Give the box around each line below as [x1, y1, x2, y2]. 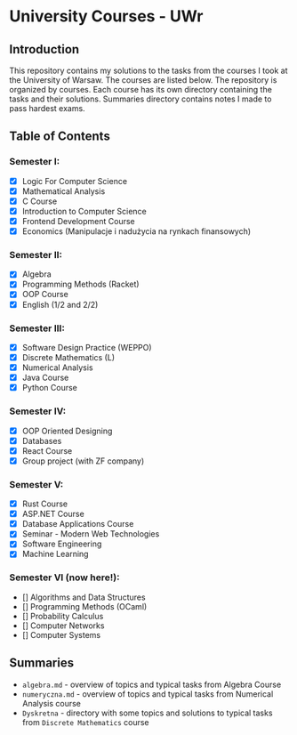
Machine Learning [21, 549, 89, 560]
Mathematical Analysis [21, 185, 106, 197]
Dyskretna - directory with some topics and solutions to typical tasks [21, 707, 273, 718]
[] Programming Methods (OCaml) [21, 601, 148, 611]
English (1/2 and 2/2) [21, 299, 99, 310]
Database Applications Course [21, 519, 134, 529]
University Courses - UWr [9, 6, 204, 27]
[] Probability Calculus [21, 610, 104, 621]
